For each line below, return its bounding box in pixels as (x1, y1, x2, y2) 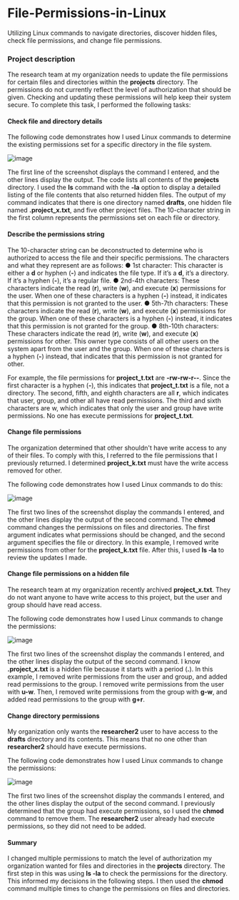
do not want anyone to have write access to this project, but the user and (7, 593, 223, 602)
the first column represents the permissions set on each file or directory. (7, 213, 220, 222)
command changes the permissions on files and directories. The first (7, 522, 210, 531)
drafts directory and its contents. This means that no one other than (7, 735, 208, 744)
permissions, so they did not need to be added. (7, 822, 146, 831)
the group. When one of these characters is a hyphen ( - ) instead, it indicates (7, 314, 233, 323)
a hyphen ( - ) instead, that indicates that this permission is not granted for (7, 352, 223, 360)
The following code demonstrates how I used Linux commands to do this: (7, 480, 223, 488)
